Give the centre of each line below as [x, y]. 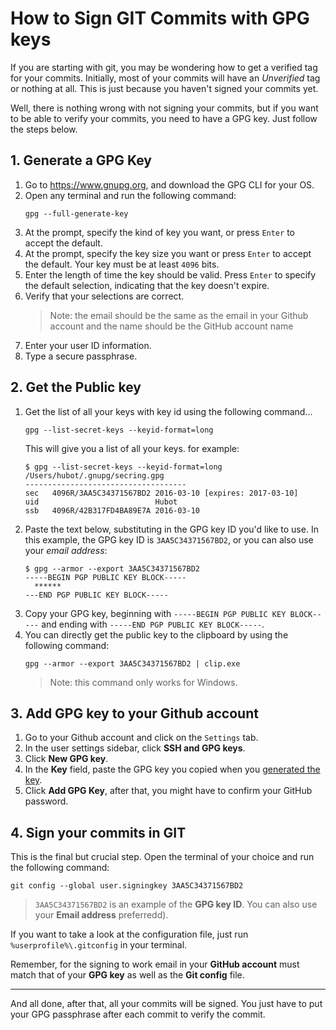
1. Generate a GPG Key [81, 160]
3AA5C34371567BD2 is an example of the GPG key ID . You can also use [176, 904]
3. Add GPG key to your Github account [134, 713]
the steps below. [44, 129]
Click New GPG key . [66, 759]
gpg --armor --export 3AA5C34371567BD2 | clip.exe [132, 663]
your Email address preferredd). [101, 915]
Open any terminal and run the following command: [130, 195]
